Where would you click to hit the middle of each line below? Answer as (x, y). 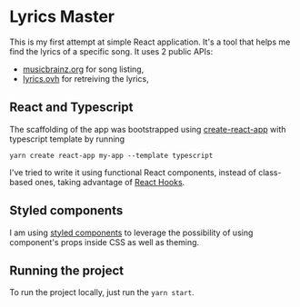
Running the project (67, 270)
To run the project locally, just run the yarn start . (102, 292)
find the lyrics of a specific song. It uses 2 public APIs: (111, 51)
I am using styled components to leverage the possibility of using (131, 233)
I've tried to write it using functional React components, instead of (133, 172)
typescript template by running (67, 139)
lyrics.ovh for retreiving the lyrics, (85, 78)
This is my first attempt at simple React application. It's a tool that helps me (150, 42)
